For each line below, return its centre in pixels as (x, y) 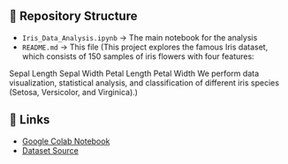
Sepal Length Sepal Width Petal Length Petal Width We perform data (134, 73)
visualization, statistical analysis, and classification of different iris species (144, 82)
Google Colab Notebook (66, 141)
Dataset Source (50, 150)
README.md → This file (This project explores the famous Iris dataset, (145, 47)
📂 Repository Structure (73, 16)
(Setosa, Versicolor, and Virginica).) (74, 92)
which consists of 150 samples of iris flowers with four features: (138, 56)
